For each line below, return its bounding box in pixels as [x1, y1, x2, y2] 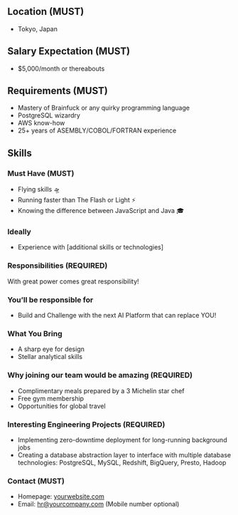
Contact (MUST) [7, 476, 65, 486]
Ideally [7, 227, 32, 237]
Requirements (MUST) [7, 85, 108, 97]
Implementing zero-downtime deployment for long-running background [17, 435, 227, 444]
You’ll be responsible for [7, 295, 94, 305]
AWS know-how [17, 119, 65, 128]
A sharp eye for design [17, 345, 85, 353]
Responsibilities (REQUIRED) [7, 261, 108, 271]
